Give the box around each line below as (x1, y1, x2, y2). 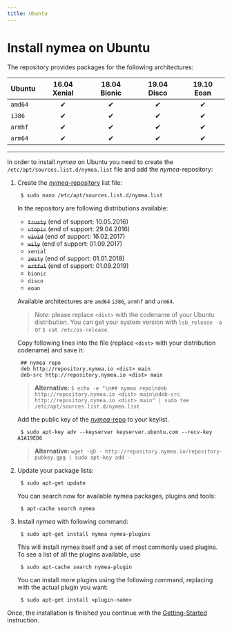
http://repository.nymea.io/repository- (104, 448, 223, 455)
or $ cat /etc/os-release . (34, 325, 109, 333)
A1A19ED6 (17, 434, 43, 442)
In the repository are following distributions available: (17, 204, 168, 212)
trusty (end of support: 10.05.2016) (27, 217, 129, 226)
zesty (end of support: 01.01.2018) (27, 254, 125, 262)
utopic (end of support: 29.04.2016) (27, 224, 130, 233)
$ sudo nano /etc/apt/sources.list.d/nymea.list (20, 192, 164, 199)
